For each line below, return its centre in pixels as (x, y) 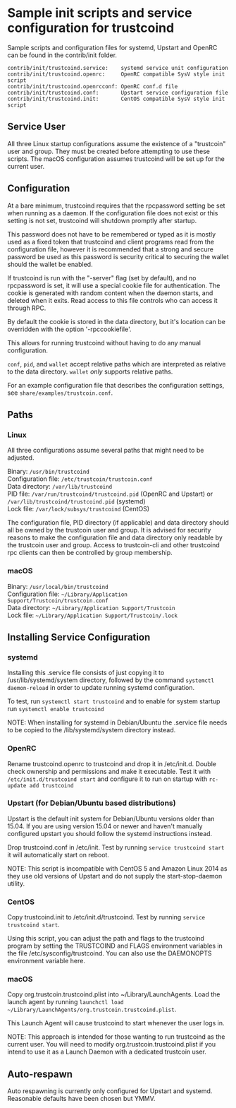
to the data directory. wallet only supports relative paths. (90, 371)
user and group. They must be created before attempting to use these (108, 151)
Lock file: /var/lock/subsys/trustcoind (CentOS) (79, 509)
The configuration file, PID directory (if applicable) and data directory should (118, 523)
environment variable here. (46, 961)
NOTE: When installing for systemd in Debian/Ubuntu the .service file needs (117, 722)
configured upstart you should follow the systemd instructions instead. (110, 833)
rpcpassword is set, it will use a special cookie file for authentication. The (114, 285)
